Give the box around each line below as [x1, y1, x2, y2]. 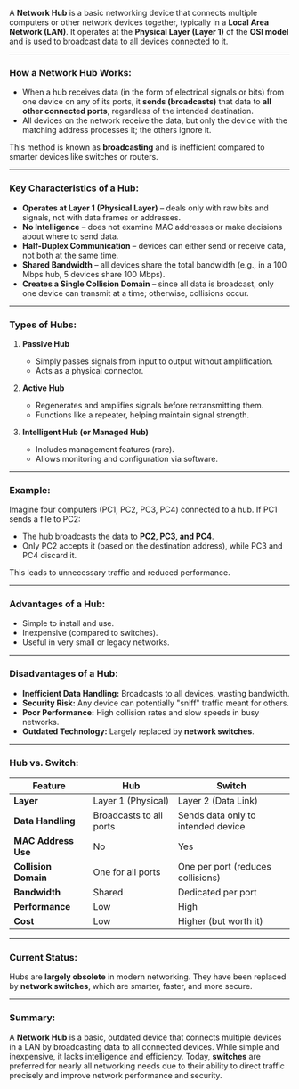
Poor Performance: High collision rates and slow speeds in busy [21, 706, 260, 717]
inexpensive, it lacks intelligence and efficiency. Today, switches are [9, 1051, 261, 1061]
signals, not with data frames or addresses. [21, 211, 181, 222]
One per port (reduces [177, 861, 271, 873]
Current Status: [9, 952, 78, 963]
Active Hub [21, 383, 65, 393]
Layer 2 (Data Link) [177, 795, 258, 807]
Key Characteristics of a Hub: [9, 182, 140, 194]
